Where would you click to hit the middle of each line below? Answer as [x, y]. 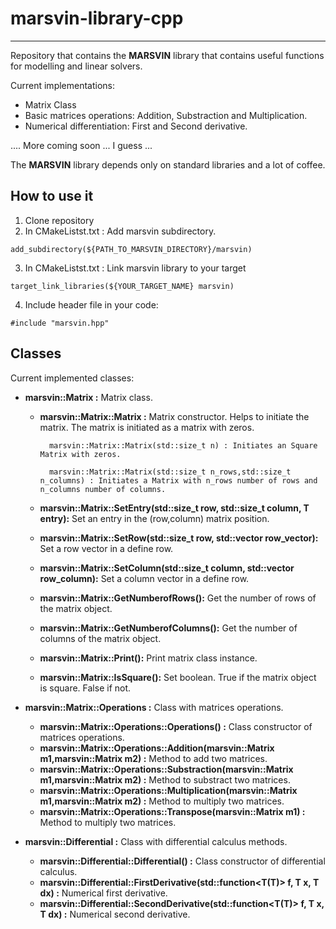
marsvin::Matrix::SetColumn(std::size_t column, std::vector [167, 568]
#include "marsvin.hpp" [60, 323]
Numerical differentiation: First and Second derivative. [136, 126]
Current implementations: [63, 85]
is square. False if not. [85, 688]
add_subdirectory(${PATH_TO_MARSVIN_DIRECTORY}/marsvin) [131, 249]
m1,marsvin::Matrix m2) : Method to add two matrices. [153, 758]
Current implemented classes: [72, 378]
